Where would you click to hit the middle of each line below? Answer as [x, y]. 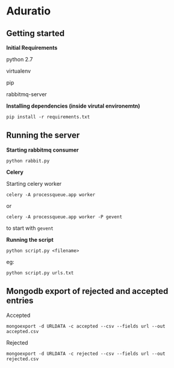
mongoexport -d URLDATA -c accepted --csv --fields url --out [86, 326]
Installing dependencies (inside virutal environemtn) [73, 106]
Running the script [30, 239]
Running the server [43, 136]
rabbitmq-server [26, 94]
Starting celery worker [34, 183]
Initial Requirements [32, 48]
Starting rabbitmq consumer [43, 150]
